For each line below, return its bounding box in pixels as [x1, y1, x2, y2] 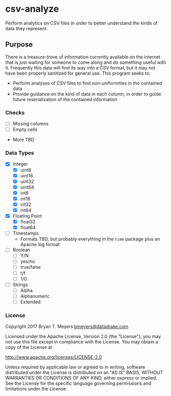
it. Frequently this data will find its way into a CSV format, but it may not [5, 64, 156, 71]
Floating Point [12, 213, 42, 219]
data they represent [5, 25, 47, 31]
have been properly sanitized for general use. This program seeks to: [5, 70, 151, 76]
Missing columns [12, 121, 48, 127]
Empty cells [12, 126, 38, 133]
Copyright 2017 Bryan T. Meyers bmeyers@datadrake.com [5, 323, 129, 330]
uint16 [20, 172, 33, 179]
